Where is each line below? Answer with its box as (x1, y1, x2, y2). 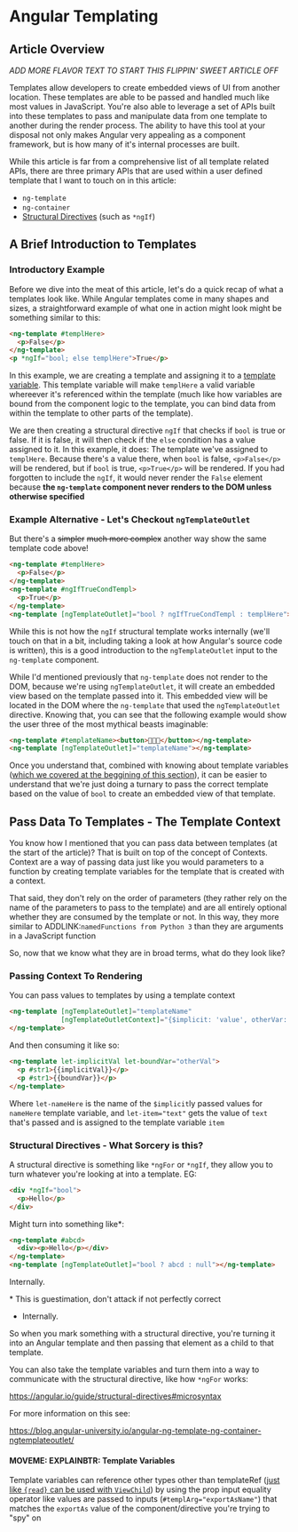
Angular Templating (9, 6, 159, 27)
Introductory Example (9, 264, 106, 276)
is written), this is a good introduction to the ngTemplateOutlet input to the (9, 644, 278, 655)
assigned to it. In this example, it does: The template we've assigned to (9, 444, 269, 455)
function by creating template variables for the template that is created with (9, 866, 285, 877)
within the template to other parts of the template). (9, 408, 193, 419)
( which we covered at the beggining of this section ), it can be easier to (9, 770, 268, 780)
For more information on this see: (9, 1408, 131, 1419)
